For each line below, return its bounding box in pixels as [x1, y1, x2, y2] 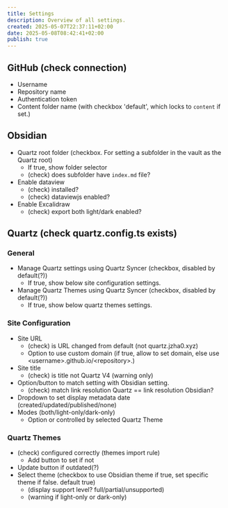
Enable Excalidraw [17, 199, 71, 208]
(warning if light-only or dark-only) [27, 493, 127, 501]
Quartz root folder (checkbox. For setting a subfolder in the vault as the [17, 148, 222, 156]
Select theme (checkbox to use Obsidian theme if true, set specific [17, 470, 209, 480]
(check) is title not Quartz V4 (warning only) [27, 371, 154, 379]
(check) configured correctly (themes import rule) [17, 449, 161, 457]
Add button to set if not [27, 456, 95, 464]
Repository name [17, 88, 67, 96]
